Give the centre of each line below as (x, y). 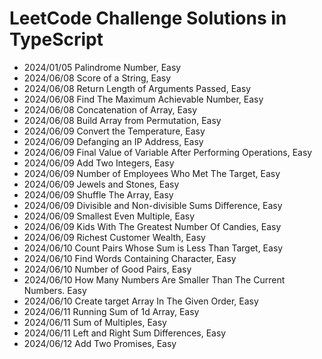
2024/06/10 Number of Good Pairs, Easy (107, 269)
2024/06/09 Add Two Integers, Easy (99, 163)
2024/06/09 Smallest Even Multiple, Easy (109, 216)
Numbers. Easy (55, 290)
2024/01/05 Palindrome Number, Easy (102, 67)
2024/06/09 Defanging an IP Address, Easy (113, 141)
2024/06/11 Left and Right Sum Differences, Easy (125, 333)
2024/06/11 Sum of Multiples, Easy (95, 322)
